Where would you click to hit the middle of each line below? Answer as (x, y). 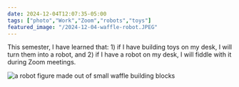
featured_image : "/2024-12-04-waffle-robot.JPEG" (83, 27)
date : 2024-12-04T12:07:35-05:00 (57, 14)
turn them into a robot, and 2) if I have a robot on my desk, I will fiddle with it (119, 54)
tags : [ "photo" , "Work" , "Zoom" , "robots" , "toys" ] (80, 21)
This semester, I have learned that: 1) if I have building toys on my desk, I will (120, 47)
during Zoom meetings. (42, 62)
